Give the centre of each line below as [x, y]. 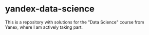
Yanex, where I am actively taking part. [44, 27]
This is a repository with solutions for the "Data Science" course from [75, 22]
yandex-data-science [50, 9]
